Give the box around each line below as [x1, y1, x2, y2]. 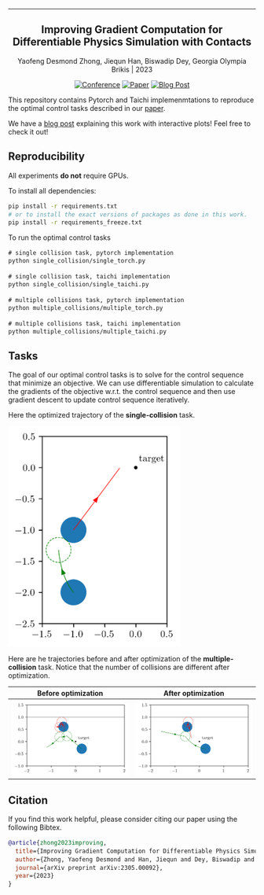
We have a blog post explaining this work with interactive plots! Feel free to [8, 119, 251, 128]
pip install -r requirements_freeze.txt [8, 219, 143, 227]
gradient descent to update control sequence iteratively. [8, 395, 190, 405]
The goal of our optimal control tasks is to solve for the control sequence [8, 370, 244, 380]
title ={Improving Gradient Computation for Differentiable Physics [15, 847, 241, 855]
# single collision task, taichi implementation [8, 273, 170, 281]
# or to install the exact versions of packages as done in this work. [8, 210, 247, 219]
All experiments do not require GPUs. [8, 171, 129, 180]
